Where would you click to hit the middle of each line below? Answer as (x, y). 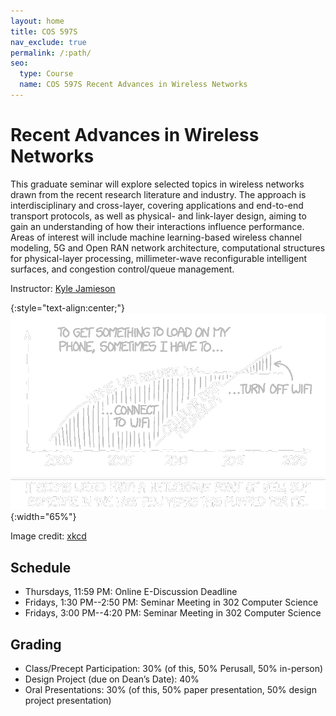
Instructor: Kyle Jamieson (63, 288)
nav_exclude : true (48, 42)
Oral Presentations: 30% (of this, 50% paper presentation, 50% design (170, 689)
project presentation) (68, 700)
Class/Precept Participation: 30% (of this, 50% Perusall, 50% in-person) (174, 668)
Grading (36, 644)
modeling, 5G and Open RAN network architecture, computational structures (168, 247)
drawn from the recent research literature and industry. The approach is (158, 194)
